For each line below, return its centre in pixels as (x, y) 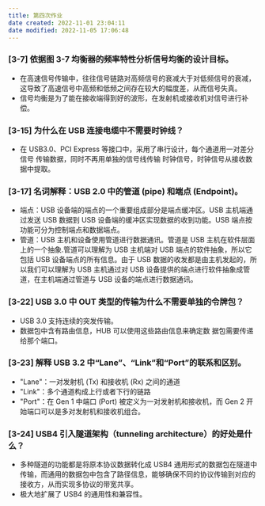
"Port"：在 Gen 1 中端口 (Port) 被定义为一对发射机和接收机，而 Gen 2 (132, 401)
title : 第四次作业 (36, 15)
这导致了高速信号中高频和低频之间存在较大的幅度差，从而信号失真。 (131, 88)
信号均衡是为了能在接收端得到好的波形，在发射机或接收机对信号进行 (131, 98)
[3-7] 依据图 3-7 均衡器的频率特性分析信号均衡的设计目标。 (121, 59)
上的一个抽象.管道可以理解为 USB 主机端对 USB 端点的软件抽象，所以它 (136, 249)
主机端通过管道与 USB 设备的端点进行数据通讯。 (119, 280)
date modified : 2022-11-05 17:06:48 (68, 30)
